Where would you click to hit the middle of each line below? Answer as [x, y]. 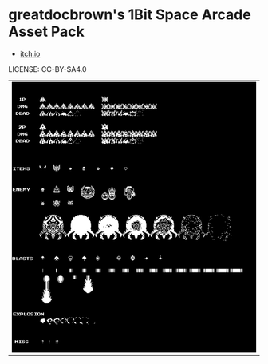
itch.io [30, 53]
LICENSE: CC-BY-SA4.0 [47, 69]
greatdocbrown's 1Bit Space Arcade [130, 15]
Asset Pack [47, 32]
